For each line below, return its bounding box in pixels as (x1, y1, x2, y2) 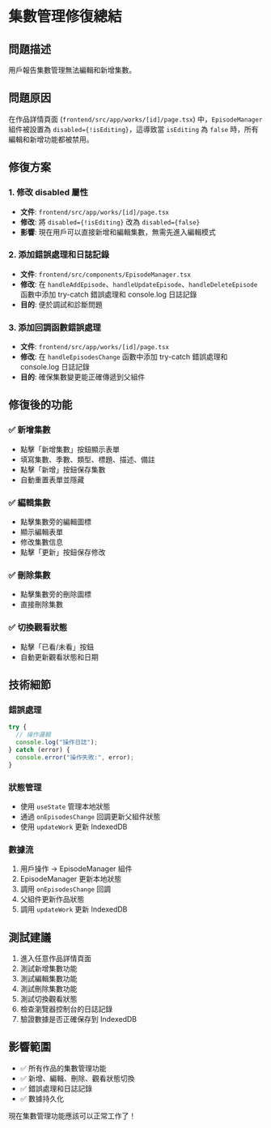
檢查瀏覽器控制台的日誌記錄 (19, 1004, 113, 1014)
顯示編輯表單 (19, 528, 63, 537)
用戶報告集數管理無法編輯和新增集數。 (8, 66, 136, 75)
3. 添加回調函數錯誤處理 (8, 322, 101, 333)
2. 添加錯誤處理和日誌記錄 (8, 249, 110, 260)
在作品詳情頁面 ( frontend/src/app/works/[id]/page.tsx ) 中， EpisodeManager (8, 114, 263, 124)
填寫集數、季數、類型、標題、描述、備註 (19, 455, 155, 464)
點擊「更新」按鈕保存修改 (19, 548, 106, 558)
